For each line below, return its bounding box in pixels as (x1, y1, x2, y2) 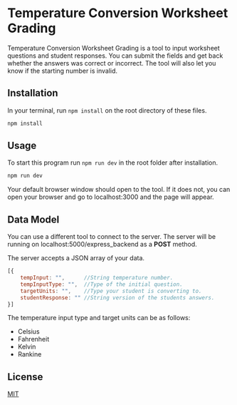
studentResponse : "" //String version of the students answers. (20, 294, 215, 301)
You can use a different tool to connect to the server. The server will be (7, 232, 216, 241)
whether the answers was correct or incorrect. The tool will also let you (7, 58, 216, 67)
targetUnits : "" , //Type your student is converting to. (20, 287, 202, 294)
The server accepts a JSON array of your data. (7, 254, 144, 262)
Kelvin (17, 342, 36, 351)
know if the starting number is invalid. (7, 66, 118, 75)
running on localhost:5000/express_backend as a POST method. (7, 240, 197, 249)
